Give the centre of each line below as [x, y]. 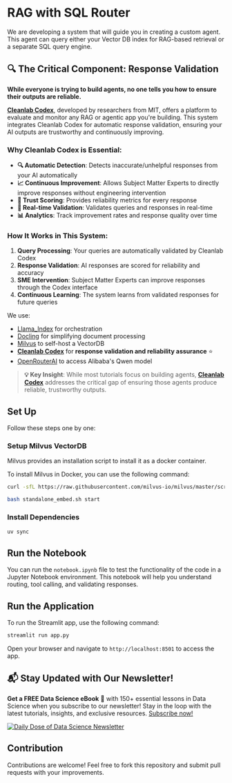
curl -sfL [21, 487]
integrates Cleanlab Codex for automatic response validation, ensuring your [115, 124]
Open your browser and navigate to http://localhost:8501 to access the [111, 648]
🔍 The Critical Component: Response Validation [113, 69]
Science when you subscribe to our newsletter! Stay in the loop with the [109, 706]
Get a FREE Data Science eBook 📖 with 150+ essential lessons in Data [107, 698]
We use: [19, 316]
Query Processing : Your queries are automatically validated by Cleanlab [120, 251]
